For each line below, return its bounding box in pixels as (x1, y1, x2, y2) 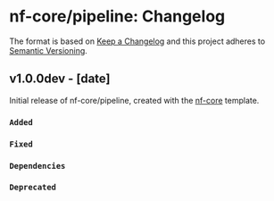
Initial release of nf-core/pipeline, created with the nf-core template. (9, 95, 260, 105)
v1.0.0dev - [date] (9, 71, 111, 87)
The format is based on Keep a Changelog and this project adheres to (9, 36, 266, 46)
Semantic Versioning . (9, 45, 87, 55)
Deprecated (9, 182, 56, 193)
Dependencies (9, 161, 66, 171)
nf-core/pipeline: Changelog (9, 6, 226, 27)
